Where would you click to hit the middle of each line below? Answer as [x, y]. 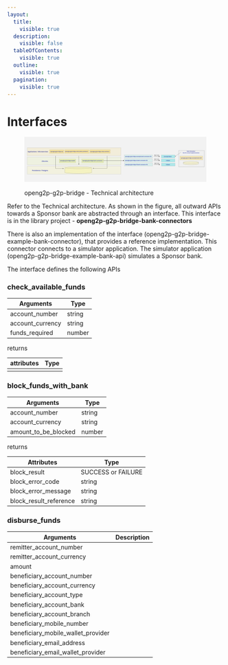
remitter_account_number [46, 547]
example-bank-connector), [45, 241]
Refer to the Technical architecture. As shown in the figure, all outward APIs [114, 206]
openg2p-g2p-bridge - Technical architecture [89, 193]
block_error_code [35, 481]
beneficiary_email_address [48, 642]
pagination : [31, 80]
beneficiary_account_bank [47, 605]
